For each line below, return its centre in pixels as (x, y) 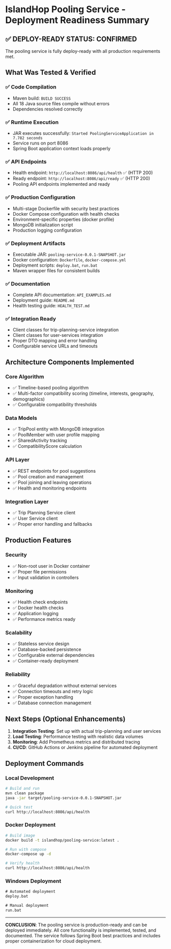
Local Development (30, 778)
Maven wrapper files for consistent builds (56, 270)
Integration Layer (27, 501)
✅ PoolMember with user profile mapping (56, 435)
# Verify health (22, 864)
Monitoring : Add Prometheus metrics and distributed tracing (76, 742)
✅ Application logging (35, 614)
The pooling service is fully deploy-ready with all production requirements (83, 51)
